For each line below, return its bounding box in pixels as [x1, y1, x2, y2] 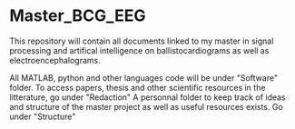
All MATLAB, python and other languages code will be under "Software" [9, 72, 279, 83]
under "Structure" [9, 111, 76, 122]
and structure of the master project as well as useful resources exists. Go [9, 101, 283, 112]
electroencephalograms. [9, 55, 102, 65]
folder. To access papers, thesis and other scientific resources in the [9, 82, 266, 93]
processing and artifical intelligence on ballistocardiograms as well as [9, 45, 270, 55]
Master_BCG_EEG [9, 5, 146, 26]
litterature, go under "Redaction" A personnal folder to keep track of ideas [9, 92, 286, 103]
